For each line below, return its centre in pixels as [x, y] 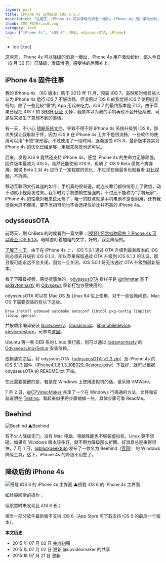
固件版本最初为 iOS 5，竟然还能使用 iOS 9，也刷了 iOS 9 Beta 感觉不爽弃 [79, 163]
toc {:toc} [22, 47]
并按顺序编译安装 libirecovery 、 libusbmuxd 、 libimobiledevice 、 [70, 325]
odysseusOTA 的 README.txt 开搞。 [42, 371]
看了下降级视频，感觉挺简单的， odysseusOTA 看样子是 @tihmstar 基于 [77, 279]
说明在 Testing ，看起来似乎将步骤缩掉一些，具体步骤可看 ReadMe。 [78, 398]
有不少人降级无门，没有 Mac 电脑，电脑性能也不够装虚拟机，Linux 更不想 [80, 436]
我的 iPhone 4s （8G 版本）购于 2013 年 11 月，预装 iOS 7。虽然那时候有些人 [83, 93]
